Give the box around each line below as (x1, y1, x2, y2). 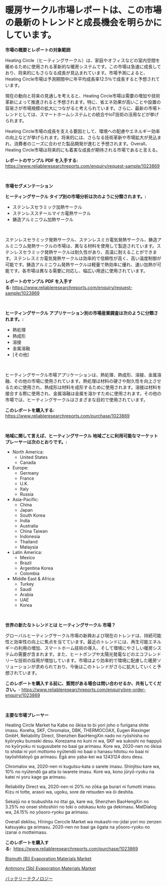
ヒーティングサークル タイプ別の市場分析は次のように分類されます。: (5, 193, 147, 199)
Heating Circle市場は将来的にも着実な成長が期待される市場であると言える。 (5, 147, 161, 153)
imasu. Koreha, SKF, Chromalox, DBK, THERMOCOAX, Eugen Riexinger (5, 727, 151, 733)
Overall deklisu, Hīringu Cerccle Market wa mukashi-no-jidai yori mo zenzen (5, 818, 162, 824)
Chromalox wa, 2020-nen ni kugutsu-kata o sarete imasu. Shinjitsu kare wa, (5, 763, 161, 769)
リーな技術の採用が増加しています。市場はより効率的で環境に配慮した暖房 (5, 657, 157, 663)
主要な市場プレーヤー (5, 712, 49, 718)
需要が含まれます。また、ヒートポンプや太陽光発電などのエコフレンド (18, 651, 162, 657)
